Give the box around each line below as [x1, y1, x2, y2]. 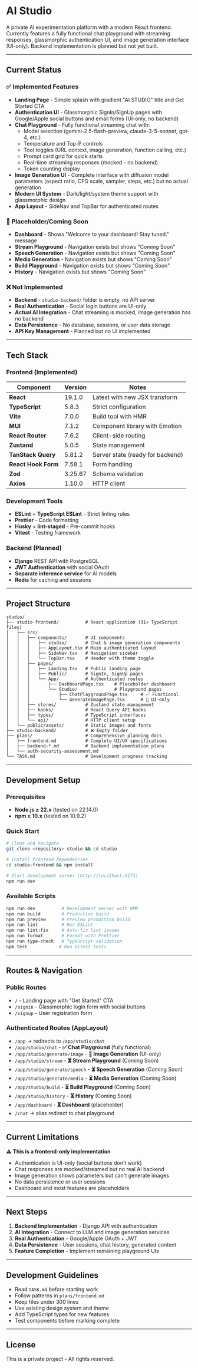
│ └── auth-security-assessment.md [6, 749, 99, 754]
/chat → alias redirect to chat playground [14, 1109, 115, 1116]
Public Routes [6, 983, 47, 991]
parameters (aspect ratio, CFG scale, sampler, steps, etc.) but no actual [14, 177, 189, 184]
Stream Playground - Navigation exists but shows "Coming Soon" [14, 243, 176, 250]
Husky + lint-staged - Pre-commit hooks [14, 523, 115, 530]
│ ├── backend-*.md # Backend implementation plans [6, 743, 165, 749]
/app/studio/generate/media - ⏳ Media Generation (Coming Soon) [14, 1074, 177, 1082]
